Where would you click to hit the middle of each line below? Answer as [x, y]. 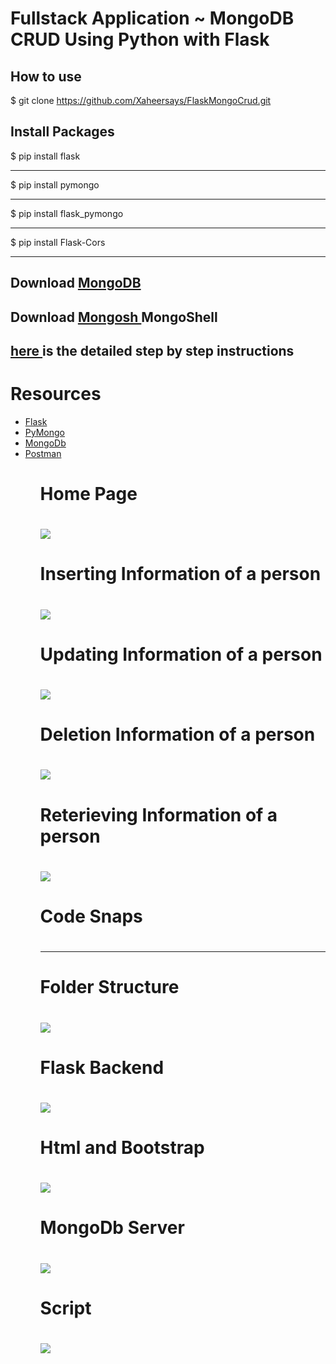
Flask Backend [102, 1067]
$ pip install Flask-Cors [58, 242]
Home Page [88, 494]
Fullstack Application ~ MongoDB [152, 18]
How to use [46, 76]
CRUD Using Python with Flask [140, 39]
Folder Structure [109, 987]
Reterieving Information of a [158, 814]
